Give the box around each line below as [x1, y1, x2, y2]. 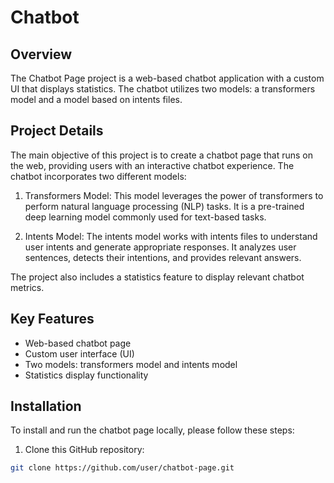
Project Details [10, 122, 104, 140]
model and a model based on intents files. [10, 94, 183, 105]
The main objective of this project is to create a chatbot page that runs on [10, 149, 314, 161]
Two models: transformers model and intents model [24, 358, 238, 370]
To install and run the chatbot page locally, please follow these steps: [10, 424, 295, 436]
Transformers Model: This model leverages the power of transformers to [24, 189, 324, 201]
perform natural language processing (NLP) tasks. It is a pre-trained [24, 200, 305, 212]
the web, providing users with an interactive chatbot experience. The [10, 159, 295, 171]
